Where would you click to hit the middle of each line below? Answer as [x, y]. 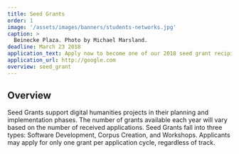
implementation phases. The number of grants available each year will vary [117, 120]
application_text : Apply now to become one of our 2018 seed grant [110, 54]
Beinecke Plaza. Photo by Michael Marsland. [81, 40]
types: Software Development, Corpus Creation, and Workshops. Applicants [119, 135]
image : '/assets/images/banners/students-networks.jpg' [92, 27]
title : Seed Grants [36, 14]
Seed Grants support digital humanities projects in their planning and [108, 112]
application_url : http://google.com [62, 60]
